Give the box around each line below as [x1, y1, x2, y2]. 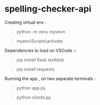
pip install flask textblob [16, 57, 64, 62]
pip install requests [16, 66, 54, 72]
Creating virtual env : [4, 19, 47, 25]
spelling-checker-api [4, 3, 92, 15]
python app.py [16, 85, 46, 90]
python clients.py [16, 94, 51, 100]
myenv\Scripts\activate [16, 38, 63, 44]
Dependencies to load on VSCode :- [4, 47, 77, 53]
